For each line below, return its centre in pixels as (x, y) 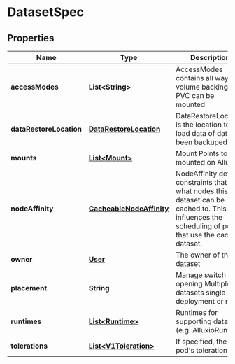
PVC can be (195, 96)
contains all (194, 78)
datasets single (201, 293)
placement (29, 288)
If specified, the (201, 342)
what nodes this (202, 191)
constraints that (201, 182)
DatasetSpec (45, 12)
